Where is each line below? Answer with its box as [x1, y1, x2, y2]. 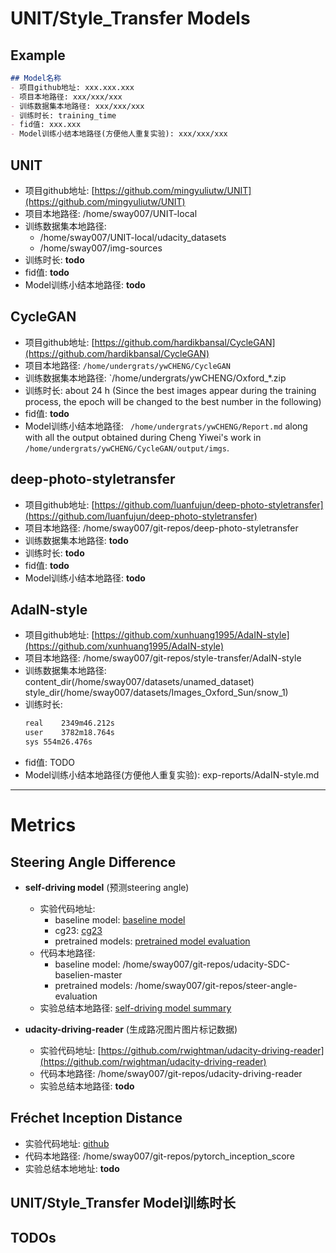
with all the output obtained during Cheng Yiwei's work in [24, 431, 262, 443]
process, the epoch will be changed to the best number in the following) [24, 395, 322, 407]
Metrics [10, 814, 77, 837]
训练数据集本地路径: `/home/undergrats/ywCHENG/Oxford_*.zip [24, 372, 287, 384]
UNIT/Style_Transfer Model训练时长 [10, 1195, 236, 1212]
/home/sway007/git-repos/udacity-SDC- [122, 958, 291, 970]
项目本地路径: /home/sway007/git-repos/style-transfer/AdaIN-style [24, 652, 302, 664]
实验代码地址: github [24, 1137, 110, 1149]
